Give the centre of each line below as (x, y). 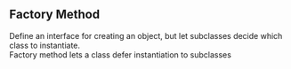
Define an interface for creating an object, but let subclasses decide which (146, 35)
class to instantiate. (45, 45)
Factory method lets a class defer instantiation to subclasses (120, 54)
